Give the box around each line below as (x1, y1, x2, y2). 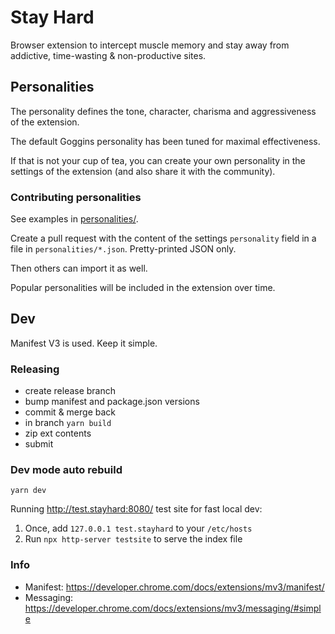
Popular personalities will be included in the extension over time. (10, 282, 276, 294)
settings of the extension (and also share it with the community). (10, 165, 276, 177)
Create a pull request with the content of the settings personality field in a (10, 232, 317, 245)
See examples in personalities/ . (10, 213, 139, 225)
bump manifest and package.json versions (24, 396, 200, 408)
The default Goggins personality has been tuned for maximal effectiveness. (10, 135, 321, 147)
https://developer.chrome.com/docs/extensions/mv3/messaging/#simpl (24, 602, 322, 614)
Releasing (10, 362, 60, 376)
